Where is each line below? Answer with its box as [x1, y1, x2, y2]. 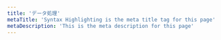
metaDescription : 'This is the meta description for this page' [7, 22, 194, 29]
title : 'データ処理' [7, 9, 60, 17]
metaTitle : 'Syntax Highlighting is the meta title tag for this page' [7, 16, 216, 23]
